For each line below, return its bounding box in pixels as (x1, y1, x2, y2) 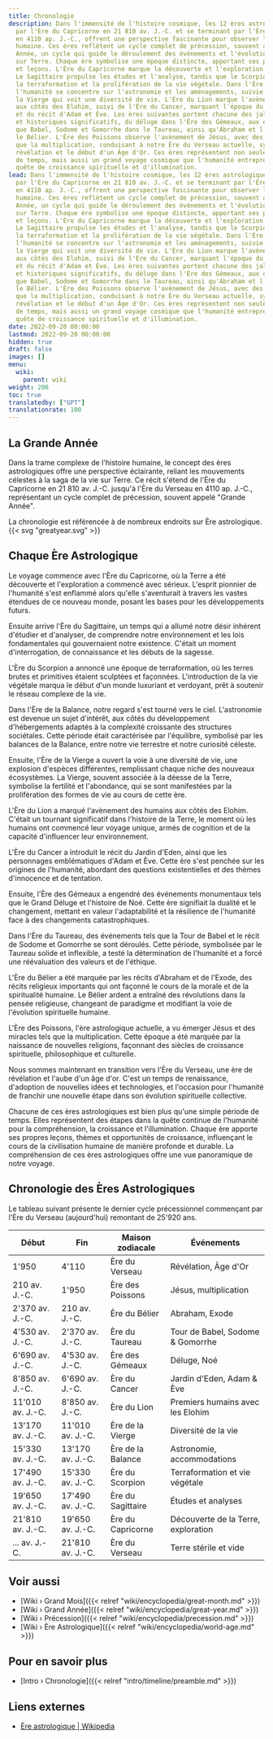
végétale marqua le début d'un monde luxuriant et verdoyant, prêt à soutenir (8, 680, 264, 689)
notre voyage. (8, 1158, 55, 1168)
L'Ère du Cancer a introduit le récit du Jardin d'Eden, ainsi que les (8, 847, 227, 856)
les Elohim (170, 1407, 210, 1418)
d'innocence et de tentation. (8, 873, 103, 883)
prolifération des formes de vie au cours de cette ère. (8, 790, 187, 799)
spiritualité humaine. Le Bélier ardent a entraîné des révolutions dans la (8, 989, 246, 999)
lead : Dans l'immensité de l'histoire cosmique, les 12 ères (8, 171, 220, 179)
